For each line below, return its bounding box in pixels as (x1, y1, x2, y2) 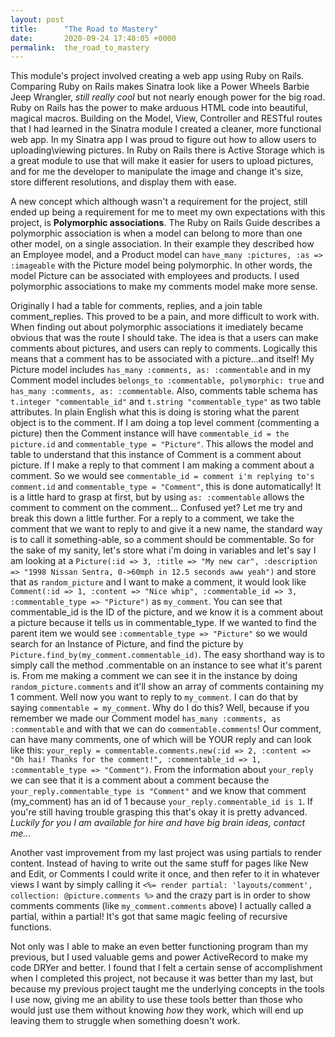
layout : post (10, 14, 65, 25)
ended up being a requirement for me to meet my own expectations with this (10, 206, 326, 218)
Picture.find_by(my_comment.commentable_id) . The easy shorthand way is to (10, 649, 325, 661)
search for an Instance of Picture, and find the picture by (10, 638, 244, 650)
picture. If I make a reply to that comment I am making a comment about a (10, 459, 315, 471)
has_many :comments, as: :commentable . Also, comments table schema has (10, 385, 318, 397)
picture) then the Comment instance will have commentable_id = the (10, 427, 290, 440)
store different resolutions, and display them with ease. (10, 176, 237, 188)
